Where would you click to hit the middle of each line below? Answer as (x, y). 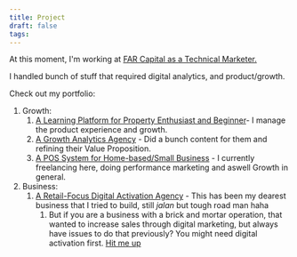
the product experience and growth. (101, 130)
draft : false (33, 26)
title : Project (37, 17)
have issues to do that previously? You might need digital (153, 234)
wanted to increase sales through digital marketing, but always (163, 224)
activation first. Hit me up (95, 243)
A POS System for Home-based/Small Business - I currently (145, 158)
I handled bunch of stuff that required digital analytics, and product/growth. (147, 76)
